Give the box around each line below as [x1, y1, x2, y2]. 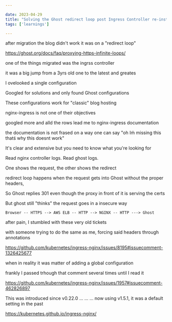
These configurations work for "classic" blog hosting [5, 100, 117, 106]
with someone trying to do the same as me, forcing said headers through [5, 229, 159, 235]
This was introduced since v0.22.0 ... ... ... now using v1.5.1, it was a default [5, 295, 163, 301]
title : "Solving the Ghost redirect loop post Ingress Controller [5, 16, 150, 22]
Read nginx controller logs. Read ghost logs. [5, 155, 99, 161]
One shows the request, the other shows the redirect [5, 165, 117, 171]
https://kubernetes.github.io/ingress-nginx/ [5, 311, 97, 317]
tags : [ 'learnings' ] [5, 22, 50, 27]
